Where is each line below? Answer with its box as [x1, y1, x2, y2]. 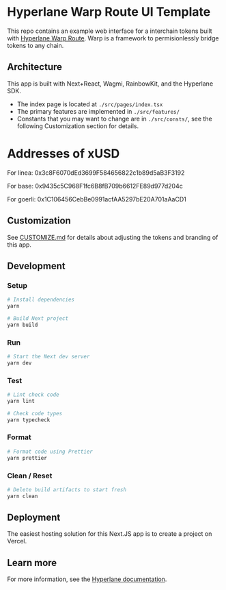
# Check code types [7, 410, 63, 417]
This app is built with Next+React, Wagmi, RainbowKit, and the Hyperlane [7, 79, 214, 88]
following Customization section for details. [16, 121, 139, 130]
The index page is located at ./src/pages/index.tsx [16, 100, 163, 108]
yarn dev [7, 359, 32, 367]
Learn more [7, 556, 57, 569]
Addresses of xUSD [7, 145, 120, 161]
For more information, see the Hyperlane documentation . [7, 575, 167, 583]
